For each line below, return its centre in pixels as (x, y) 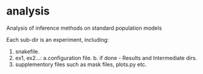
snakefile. (27, 51)
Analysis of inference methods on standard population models (84, 28)
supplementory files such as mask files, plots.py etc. (81, 64)
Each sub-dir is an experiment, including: (58, 39)
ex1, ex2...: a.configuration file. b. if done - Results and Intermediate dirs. (106, 58)
